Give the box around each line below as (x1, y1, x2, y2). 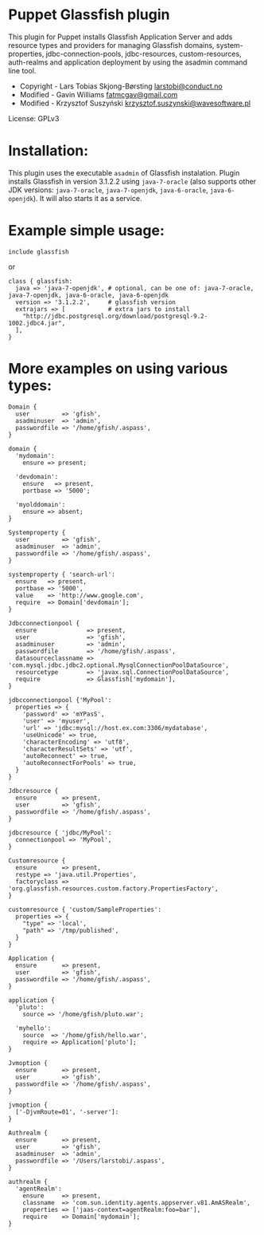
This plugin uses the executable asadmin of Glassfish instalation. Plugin (8, 168, 240, 177)
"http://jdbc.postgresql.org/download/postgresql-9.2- (22, 312, 208, 320)
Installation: (8, 142, 89, 160)
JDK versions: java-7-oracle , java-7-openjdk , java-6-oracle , (8, 185, 208, 195)
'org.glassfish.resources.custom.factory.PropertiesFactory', (8, 884, 219, 893)
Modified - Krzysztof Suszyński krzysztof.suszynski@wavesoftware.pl (19, 98, 251, 108)
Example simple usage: (8, 222, 165, 240)
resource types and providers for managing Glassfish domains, (8, 40, 215, 49)
